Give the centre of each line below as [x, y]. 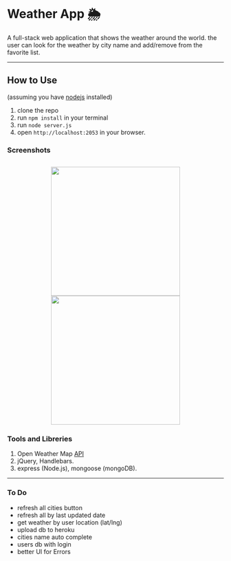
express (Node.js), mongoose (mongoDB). [77, 468]
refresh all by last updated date [61, 515]
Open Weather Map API [51, 454]
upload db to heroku [46, 529]
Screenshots [29, 150]
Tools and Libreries [40, 439]
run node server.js [44, 124]
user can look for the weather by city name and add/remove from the [105, 45]
